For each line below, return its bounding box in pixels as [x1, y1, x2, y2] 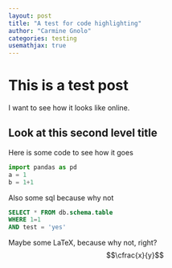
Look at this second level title [8, 126, 158, 140]
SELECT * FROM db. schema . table [8, 208, 113, 216]
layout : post [8, 11, 52, 20]
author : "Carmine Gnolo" [8, 27, 92, 35]
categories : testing [8, 34, 78, 43]
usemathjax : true [8, 42, 67, 50]
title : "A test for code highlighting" [8, 19, 142, 27]
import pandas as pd [8, 163, 78, 171]
